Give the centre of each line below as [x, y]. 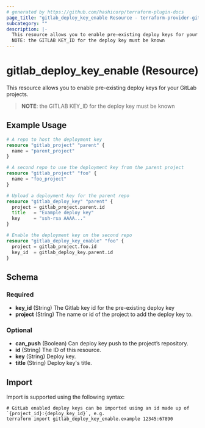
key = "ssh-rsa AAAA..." [49, 219]
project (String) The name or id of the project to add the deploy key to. [104, 314]
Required [20, 295]
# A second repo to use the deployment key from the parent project [95, 168]
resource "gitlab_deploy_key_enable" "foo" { [65, 241]
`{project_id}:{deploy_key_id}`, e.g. [56, 414]
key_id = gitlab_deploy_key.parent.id [63, 252]
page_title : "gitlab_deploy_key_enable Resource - [72, 18]
